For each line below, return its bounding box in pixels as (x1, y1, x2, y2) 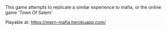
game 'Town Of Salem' (5, 9, 53, 15)
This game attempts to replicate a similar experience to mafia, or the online (5, 4, 161, 10)
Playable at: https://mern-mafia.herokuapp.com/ (5, 19, 106, 25)
